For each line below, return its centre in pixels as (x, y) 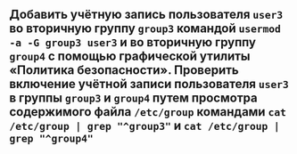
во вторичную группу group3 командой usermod (145, 29)
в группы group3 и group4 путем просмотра (133, 98)
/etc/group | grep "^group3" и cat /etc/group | (144, 126)
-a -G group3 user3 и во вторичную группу (133, 42)
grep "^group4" (51, 139)
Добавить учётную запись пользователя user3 (146, 15)
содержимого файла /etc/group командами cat (148, 112)
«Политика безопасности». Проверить (124, 70)
